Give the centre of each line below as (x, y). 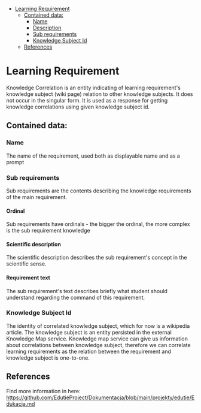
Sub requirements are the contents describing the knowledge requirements (99, 191)
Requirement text (28, 278)
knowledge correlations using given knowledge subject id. (78, 107)
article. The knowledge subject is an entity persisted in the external (89, 332)
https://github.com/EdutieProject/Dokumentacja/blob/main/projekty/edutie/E (100, 397)
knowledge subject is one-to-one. (48, 358)
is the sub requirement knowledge (48, 231)
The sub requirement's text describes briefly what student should (87, 291)
